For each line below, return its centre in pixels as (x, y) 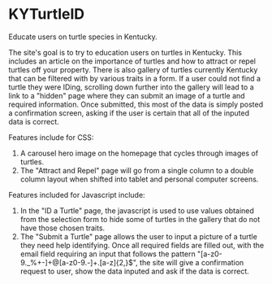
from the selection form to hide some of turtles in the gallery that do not (140, 219)
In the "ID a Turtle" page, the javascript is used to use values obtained (137, 210)
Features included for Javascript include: (77, 194)
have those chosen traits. (63, 228)
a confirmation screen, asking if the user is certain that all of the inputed (129, 113)
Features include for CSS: (51, 137)
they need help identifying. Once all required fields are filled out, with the (142, 245)
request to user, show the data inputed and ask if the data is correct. (134, 271)
